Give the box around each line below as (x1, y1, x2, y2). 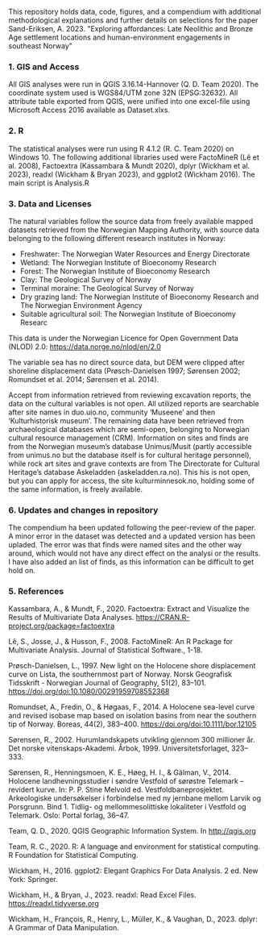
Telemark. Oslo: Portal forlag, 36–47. (8, 810, 130, 821)
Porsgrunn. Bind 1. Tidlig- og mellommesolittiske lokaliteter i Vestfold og (8, 802, 247, 812)
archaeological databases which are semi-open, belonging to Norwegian (8, 424, 250, 434)
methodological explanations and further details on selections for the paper (8, 15, 259, 25)
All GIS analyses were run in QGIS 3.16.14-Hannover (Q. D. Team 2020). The (8, 80, 259, 89)
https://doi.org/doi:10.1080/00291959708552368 (8, 687, 170, 697)
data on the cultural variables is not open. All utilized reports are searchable (8, 398, 259, 408)
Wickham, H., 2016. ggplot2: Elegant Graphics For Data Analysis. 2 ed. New (8, 866, 259, 876)
